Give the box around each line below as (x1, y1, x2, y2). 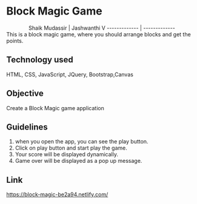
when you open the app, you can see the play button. (15, 138, 149, 145)
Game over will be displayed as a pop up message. (15, 157, 142, 165)
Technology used (6, 54, 74, 65)
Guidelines (6, 122, 48, 132)
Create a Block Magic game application (6, 104, 104, 111)
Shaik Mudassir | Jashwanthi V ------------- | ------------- (28, 24, 176, 31)
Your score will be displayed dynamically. (15, 151, 118, 158)
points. (6, 37, 24, 44)
